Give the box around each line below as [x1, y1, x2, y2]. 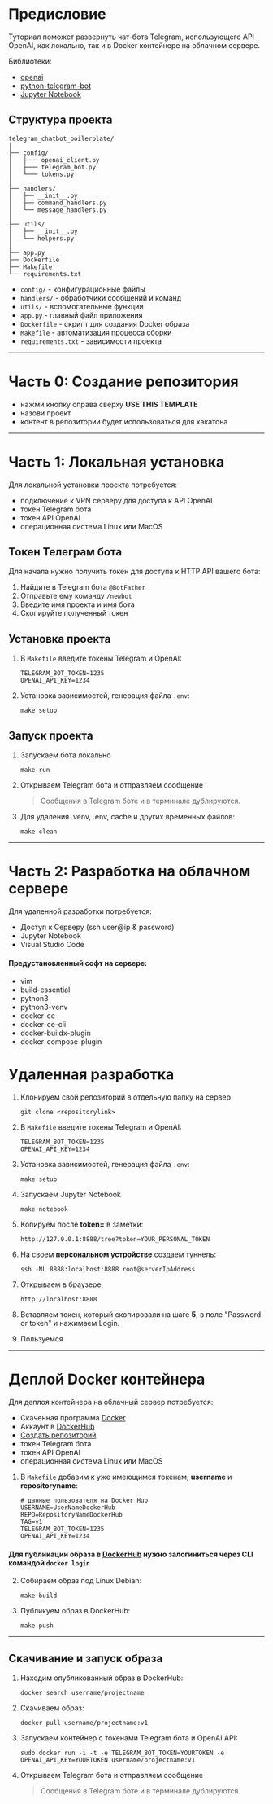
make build [19, 1591, 58, 1600]
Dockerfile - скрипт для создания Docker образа [19, 318, 190, 328]
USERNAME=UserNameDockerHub [19, 1503, 115, 1512]
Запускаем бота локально [19, 750, 111, 760]
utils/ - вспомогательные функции [19, 301, 144, 311]
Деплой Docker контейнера [8, 1370, 206, 1389]
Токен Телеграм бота [8, 545, 123, 559]
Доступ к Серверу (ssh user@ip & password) [19, 922, 175, 932]
